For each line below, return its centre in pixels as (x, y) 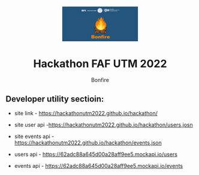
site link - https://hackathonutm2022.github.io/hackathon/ (86, 113)
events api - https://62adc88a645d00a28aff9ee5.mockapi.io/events (99, 166)
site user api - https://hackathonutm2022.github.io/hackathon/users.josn (103, 125)
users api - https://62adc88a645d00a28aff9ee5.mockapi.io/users (96, 154)
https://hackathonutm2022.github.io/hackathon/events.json (88, 143)
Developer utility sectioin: (55, 99)
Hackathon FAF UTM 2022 (100, 64)
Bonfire (100, 80)
